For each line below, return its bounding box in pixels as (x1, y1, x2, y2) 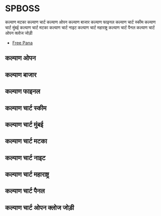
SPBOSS (5, 3, 40, 14)
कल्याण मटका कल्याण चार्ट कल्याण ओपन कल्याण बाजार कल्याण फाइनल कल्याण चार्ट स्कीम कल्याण (5, 19, 156, 25)
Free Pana (12, 40, 33, 45)
